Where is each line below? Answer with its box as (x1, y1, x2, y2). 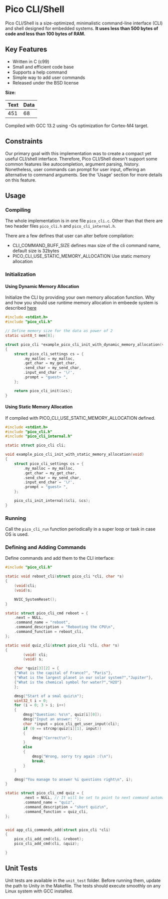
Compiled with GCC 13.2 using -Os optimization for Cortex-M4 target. (5, 123, 149, 129)
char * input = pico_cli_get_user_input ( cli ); (23, 721, 120, 726)
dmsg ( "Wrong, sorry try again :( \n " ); (31, 754, 113, 759)
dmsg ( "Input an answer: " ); (23, 717, 81, 722)
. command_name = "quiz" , (23, 800, 75, 805)
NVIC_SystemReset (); (14, 597, 57, 602)
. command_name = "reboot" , (14, 620, 70, 625)
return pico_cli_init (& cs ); (14, 388, 72, 393)
